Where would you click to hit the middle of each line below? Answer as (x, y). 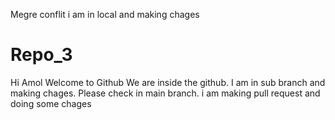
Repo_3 (41, 55)
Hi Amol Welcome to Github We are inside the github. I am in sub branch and (168, 82)
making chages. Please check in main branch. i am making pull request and (165, 93)
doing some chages (51, 103)
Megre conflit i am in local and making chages (105, 14)
